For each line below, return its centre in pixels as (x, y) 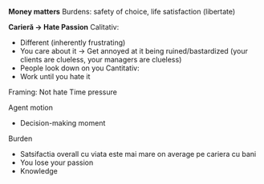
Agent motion (31, 108)
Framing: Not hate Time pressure (63, 92)
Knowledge (39, 171)
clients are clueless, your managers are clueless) (101, 60)
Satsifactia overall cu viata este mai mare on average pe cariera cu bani (138, 154)
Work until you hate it (55, 76)
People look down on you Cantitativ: (79, 68)
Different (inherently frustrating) (73, 42)
